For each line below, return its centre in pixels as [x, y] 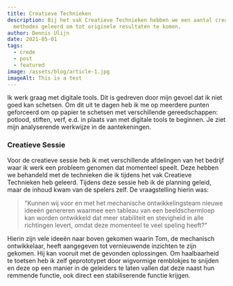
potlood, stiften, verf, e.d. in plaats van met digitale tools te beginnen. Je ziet [116, 120]
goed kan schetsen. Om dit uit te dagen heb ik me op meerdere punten [108, 105]
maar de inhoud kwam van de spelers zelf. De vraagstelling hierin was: [108, 189]
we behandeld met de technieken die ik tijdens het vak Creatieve [100, 175]
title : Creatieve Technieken [49, 14]
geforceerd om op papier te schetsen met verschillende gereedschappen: [113, 112]
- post [23, 59]
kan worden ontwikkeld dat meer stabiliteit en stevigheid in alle [114, 217]
